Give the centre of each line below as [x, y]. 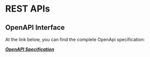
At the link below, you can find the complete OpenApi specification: [75, 39]
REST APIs [28, 9]
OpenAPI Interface [35, 27]
